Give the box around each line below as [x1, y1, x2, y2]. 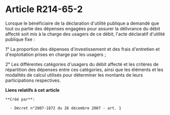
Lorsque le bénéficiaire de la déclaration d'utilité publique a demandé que [5, 20, 159, 26]
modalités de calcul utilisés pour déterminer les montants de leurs [5, 72, 143, 78]
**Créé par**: [5, 97, 36, 102]
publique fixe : [5, 36, 36, 42]
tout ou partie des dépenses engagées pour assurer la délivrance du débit [5, 25, 161, 31]
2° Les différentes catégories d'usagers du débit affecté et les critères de [5, 61, 159, 67]
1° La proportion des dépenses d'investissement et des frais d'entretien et [5, 46, 160, 52]
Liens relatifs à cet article [5, 87, 60, 93]
